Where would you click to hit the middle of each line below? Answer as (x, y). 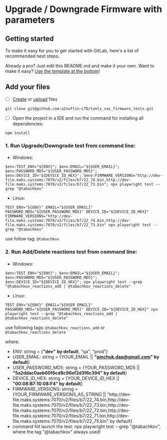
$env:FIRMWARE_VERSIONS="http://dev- (123, 176)
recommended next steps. (32, 56)
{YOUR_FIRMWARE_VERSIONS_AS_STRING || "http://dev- (72, 394)
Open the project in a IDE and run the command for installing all (78, 118)
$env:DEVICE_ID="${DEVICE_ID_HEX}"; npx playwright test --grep (74, 282)
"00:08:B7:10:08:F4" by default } (47, 384)
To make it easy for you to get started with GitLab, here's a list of (72, 51)
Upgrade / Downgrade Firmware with (84, 9)
